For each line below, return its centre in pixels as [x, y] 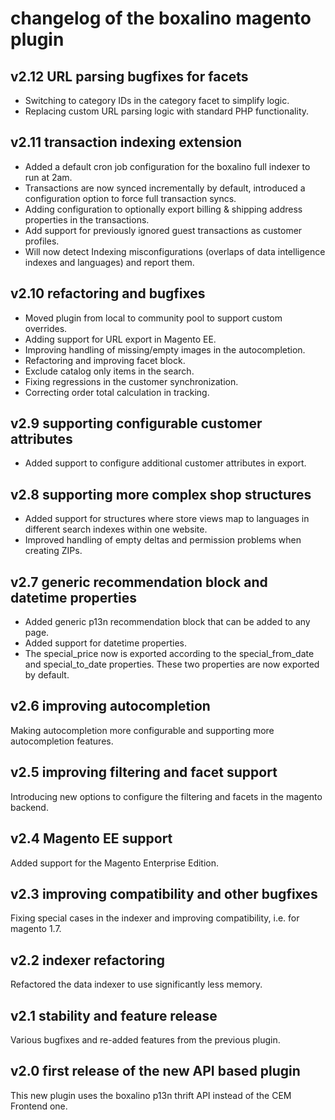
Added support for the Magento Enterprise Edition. [115, 863]
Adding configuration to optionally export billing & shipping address [163, 209]
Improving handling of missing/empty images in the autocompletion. [165, 349]
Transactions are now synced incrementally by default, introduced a [165, 188]
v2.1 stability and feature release [114, 1015]
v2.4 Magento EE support [91, 838]
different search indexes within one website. [116, 529]
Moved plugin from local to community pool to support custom [153, 318]
